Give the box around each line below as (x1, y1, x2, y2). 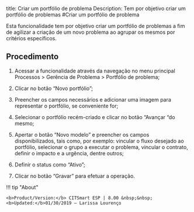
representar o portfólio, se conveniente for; (14, 102, 119, 109)
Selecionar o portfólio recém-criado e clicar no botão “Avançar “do (14, 113, 175, 120)
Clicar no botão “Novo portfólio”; (14, 85, 93, 92)
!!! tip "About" (6, 183, 39, 190)
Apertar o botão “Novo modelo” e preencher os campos (14, 131, 150, 138)
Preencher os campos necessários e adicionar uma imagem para (14, 96, 171, 103)
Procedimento (6, 52, 59, 62)
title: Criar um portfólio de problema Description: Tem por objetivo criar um (6, 5, 186, 12)
